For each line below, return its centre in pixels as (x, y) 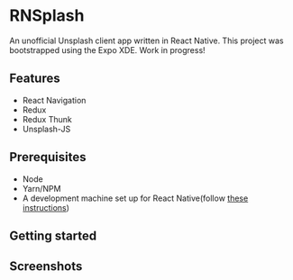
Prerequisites (48, 157)
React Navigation (54, 100)
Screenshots (46, 266)
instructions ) (46, 207)
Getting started (53, 235)
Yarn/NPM (41, 188)
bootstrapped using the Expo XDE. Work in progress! (107, 50)
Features (35, 79)
